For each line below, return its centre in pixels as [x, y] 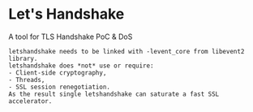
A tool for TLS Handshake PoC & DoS [71, 37]
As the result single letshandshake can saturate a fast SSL [114, 94]
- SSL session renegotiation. [60, 87]
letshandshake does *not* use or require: [81, 66]
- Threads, [27, 80]
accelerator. [30, 101]
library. [23, 58]
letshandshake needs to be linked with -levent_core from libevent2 [126, 51]
